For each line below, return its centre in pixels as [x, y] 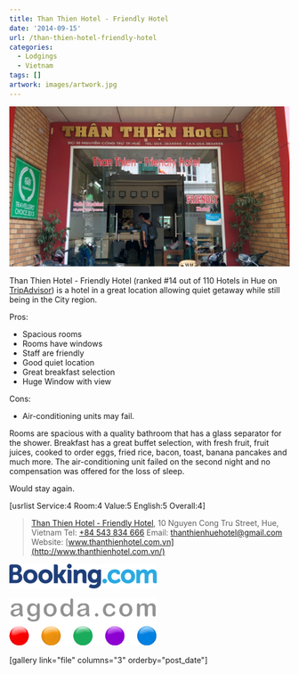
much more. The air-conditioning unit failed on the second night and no [140, 461]
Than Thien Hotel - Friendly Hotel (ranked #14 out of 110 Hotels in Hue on [143, 280]
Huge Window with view [66, 381]
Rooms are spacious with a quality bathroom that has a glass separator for [145, 433]
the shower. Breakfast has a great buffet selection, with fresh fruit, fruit [139, 442]
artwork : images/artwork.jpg [63, 85]
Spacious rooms [52, 333]
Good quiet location [58, 362]
